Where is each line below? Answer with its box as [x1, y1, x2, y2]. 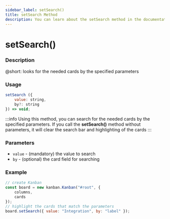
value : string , [14, 97, 47, 102]
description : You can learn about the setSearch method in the [5, 17, 142, 22]
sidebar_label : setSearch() [5, 7, 65, 13]
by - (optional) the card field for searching [12, 156, 100, 162]
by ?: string [14, 102, 39, 107]
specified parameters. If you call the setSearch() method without [5, 121, 141, 127]
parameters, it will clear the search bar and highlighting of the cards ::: [5, 126, 152, 132]
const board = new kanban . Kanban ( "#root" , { [5, 185, 101, 190]
